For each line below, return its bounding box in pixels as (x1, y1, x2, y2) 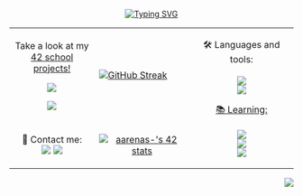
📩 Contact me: (22, 133, 83, 145)
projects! (32, 61, 71, 74)
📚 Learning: (215, 104, 268, 116)
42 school (30, 51, 74, 63)
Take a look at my (14, 39, 89, 51)
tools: (229, 53, 254, 65)
